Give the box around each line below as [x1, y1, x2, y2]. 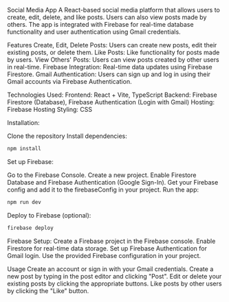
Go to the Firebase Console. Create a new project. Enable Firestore [7, 171, 197, 179]
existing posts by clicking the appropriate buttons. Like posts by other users [7, 279, 222, 288]
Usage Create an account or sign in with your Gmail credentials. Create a [7, 264, 214, 273]
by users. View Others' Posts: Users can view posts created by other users [7, 56, 219, 64]
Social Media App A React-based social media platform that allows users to [7, 6, 220, 14]
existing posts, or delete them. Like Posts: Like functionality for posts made [7, 48, 220, 56]
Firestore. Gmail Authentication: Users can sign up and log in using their [7, 70, 211, 78]
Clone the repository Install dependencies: [7, 132, 127, 140]
